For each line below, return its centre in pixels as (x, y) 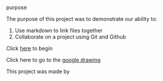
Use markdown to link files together (59, 30)
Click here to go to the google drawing (53, 60)
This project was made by (38, 71)
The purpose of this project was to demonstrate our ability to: (82, 19)
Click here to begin (29, 48)
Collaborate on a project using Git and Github (70, 37)
